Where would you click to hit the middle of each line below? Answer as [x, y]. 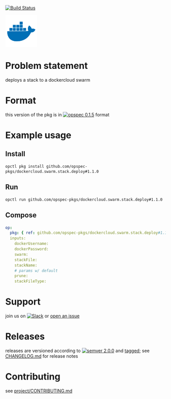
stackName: [26, 265]
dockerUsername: [32, 244]
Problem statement [47, 66]
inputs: [18, 238]
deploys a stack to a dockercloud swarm [48, 80]
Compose [21, 215]
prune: [21, 276]
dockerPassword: [32, 249]
